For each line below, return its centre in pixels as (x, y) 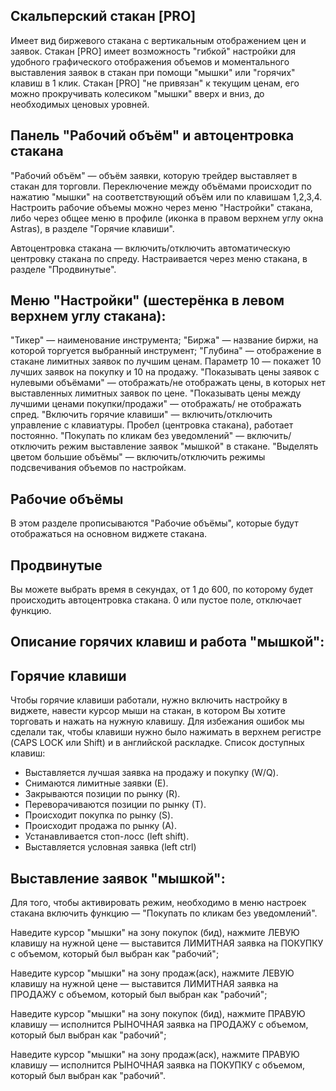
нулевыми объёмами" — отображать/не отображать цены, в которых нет (168, 383)
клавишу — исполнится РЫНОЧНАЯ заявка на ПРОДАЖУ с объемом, (159, 1025)
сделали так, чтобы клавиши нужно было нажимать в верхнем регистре (166, 732)
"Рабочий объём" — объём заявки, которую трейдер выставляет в (154, 175)
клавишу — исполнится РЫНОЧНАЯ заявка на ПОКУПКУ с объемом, (157, 1065)
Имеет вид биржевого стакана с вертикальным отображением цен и (158, 40)
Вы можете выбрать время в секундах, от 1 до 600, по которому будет (162, 590)
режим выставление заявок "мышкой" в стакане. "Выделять (188, 446)
